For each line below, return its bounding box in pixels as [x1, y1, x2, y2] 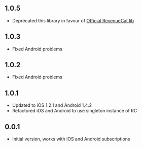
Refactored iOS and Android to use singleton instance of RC [12, 108, 137, 114]
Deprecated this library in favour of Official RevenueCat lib [12, 17, 134, 23]
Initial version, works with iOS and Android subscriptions [12, 136, 130, 142]
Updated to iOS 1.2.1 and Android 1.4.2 [12, 102, 92, 108]
